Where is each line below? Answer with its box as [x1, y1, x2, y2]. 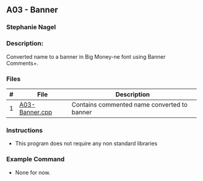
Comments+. [6, 59, 39, 67]
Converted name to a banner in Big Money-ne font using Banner [6, 53, 166, 60]
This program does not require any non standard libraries [14, 140, 158, 147]
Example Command [6, 155, 65, 163]
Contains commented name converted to [71, 100, 188, 108]
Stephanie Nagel [6, 23, 56, 31]
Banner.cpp [19, 108, 53, 116]
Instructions [6, 126, 43, 134]
